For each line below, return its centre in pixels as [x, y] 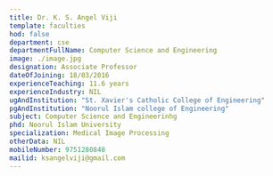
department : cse [39, 42]
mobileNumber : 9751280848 [57, 149]
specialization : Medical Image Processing [89, 133]
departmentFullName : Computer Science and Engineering [113, 51]
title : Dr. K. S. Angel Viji [63, 17]
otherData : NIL [37, 141]
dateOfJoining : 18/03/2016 [59, 76]
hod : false [29, 34]
